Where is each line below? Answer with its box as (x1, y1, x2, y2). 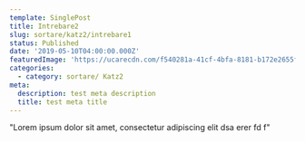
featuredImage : (9, 55, 67, 64)
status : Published (9, 38, 79, 48)
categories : (9, 64, 54, 73)
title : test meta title (17, 97, 107, 107)
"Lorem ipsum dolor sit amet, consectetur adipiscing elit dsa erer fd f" (9, 122, 271, 133)
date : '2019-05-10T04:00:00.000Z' (9, 47, 141, 56)
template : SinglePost (9, 13, 92, 23)
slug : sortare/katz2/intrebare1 (9, 30, 132, 39)
